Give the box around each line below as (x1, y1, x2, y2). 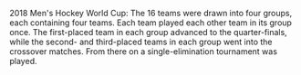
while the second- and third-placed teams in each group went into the (9, 36, 273, 47)
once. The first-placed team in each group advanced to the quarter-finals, (9, 27, 287, 37)
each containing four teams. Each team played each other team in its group (9, 17, 292, 28)
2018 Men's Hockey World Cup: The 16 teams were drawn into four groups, (9, 8, 293, 18)
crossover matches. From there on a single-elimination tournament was (9, 46, 278, 57)
